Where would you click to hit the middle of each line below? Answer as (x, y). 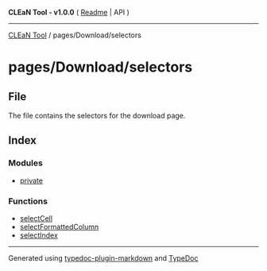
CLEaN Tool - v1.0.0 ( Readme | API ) (69, 12)
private (31, 180)
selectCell (36, 218)
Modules (26, 163)
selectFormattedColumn (59, 226)
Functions (28, 201)
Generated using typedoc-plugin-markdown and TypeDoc (103, 257)
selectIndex (39, 235)
